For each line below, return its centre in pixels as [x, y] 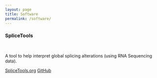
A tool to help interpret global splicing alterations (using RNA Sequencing [79, 56]
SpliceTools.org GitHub [28, 70]
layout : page [18, 10]
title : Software [22, 14]
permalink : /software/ [28, 19]
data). [11, 61]
